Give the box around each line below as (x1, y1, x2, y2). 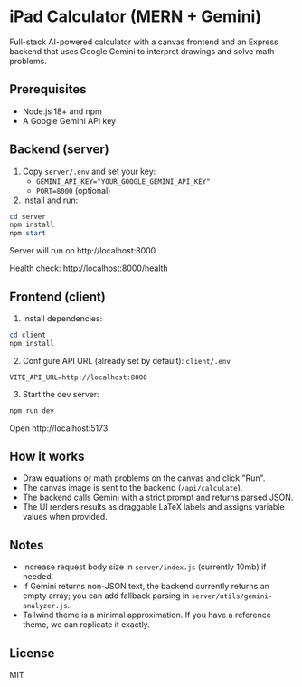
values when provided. (22, 511, 109, 522)
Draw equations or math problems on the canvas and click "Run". (22, 472, 266, 483)
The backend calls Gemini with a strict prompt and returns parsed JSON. (22, 491, 294, 503)
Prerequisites (9, 81, 87, 97)
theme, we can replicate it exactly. (22, 619, 151, 630)
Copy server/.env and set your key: (22, 166, 156, 177)
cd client (9, 330, 47, 339)
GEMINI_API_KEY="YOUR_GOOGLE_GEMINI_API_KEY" (35, 177, 211, 186)
